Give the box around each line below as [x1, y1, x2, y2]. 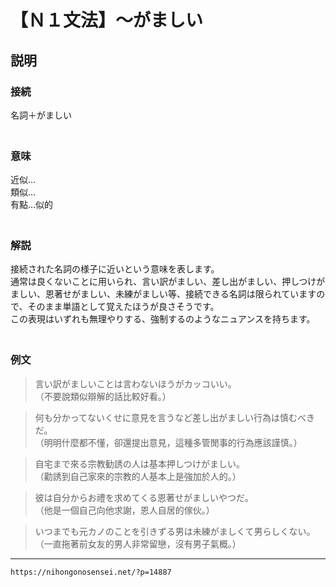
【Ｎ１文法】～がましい [10, 9, 204, 32]
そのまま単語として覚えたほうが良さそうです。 [27, 301, 220, 313]
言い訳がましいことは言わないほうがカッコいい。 [34, 377, 237, 390]
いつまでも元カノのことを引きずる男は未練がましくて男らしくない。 [34, 525, 316, 537]
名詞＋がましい [10, 109, 72, 121]
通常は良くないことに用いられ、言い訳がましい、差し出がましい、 [10, 276, 283, 288]
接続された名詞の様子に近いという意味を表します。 [10, 263, 220, 275]
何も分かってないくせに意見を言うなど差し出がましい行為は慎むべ [34, 411, 307, 423]
